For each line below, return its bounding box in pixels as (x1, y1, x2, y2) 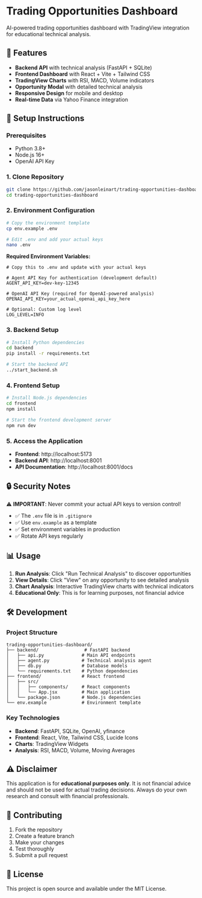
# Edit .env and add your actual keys (6, 236, 103, 242)
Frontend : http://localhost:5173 (14, 450, 92, 458)
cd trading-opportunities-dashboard (6, 192, 98, 198)
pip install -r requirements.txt (6, 351, 90, 357)
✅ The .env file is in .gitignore (14, 512, 92, 519)
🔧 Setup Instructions (6, 113, 85, 124)
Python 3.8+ (14, 145, 46, 152)
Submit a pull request (14, 852, 68, 859)
